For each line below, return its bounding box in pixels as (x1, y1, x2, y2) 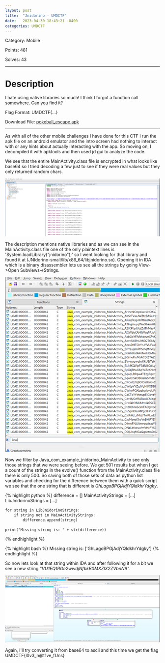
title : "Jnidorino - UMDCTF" (5, 13, 67, 18)
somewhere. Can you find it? (5, 100, 63, 106)
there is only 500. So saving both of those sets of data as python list (5, 472, 143, 478)
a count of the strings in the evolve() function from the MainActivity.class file (5, 467, 160, 473)
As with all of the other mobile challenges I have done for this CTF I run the (5, 133, 157, 139)
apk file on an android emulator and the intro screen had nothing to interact (5, 138, 157, 144)
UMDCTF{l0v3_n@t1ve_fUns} (5, 653, 65, 659)
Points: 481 (5, 47, 28, 53)
